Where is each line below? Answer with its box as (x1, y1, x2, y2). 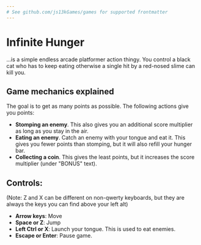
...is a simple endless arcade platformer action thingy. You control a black (6, 56, 191, 63)
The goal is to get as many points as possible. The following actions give (6, 102, 189, 110)
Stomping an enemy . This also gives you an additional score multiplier (15, 121, 193, 129)
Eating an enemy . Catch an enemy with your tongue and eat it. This (15, 134, 186, 141)
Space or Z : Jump (15, 219, 61, 227)
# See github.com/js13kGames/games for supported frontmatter (6, 9, 168, 15)
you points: (6, 109, 35, 116)
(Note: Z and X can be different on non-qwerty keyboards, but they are (6, 194, 185, 202)
